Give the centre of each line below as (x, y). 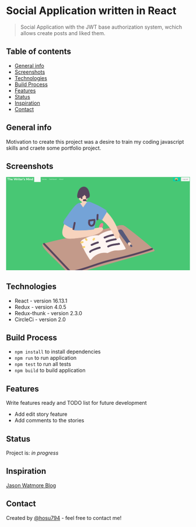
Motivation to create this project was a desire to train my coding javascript (95, 142)
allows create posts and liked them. (63, 33)
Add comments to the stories (49, 421)
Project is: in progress (32, 453)
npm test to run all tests (43, 364)
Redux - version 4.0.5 (40, 307)
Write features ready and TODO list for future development (76, 403)
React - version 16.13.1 (41, 301)
